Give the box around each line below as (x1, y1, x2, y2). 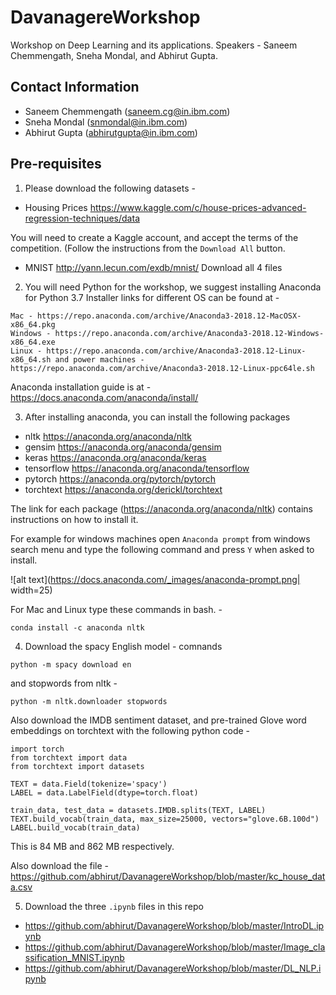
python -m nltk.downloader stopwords (10, 696, 168, 706)
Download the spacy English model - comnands (24, 640, 223, 652)
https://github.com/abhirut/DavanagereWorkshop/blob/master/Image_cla (24, 941, 326, 953)
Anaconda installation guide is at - (10, 381, 152, 393)
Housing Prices (24, 201, 88, 213)
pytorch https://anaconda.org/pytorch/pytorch (24, 472, 217, 485)
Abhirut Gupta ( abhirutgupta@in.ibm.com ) (24, 126, 198, 138)
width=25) (10, 584, 53, 596)
